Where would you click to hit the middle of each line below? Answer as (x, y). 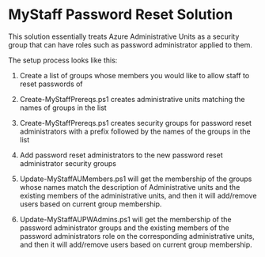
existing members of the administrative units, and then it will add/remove (138, 195)
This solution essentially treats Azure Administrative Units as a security (124, 36)
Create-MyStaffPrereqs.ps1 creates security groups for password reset (135, 123)
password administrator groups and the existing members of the (124, 228)
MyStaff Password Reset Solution (121, 15)
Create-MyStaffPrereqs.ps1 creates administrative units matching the (132, 99)
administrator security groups (68, 163)
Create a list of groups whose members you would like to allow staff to (134, 75)
